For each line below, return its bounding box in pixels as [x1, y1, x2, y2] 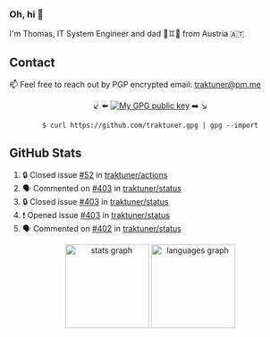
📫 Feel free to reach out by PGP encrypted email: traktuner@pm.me [9, 80, 261, 90]
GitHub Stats [9, 145, 82, 160]
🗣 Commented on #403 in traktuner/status [21, 182, 181, 193]
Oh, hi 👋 [9, 8, 44, 21]
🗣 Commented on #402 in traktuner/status [21, 223, 181, 233]
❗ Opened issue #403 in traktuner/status [21, 209, 170, 220]
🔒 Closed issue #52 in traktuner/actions [21, 169, 168, 180]
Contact [9, 55, 55, 70]
